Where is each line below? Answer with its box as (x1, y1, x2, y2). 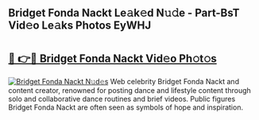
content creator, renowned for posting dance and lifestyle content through (8, 86, 252, 95)
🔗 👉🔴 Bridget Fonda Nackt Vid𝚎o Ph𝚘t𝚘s (8, 52, 217, 65)
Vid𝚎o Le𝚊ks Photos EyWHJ (8, 19, 152, 33)
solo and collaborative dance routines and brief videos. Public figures (8, 95, 236, 103)
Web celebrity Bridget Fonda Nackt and (110, 77, 240, 86)
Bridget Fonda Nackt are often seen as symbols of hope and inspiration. (8, 103, 244, 112)
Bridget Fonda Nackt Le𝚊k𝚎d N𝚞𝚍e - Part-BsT (8, 6, 240, 20)
